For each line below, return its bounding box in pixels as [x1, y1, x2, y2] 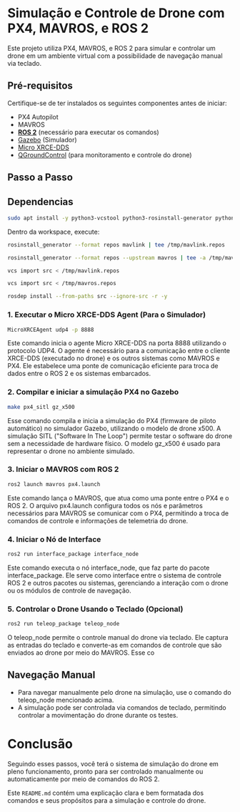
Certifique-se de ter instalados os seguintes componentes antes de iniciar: [7, 99, 227, 107]
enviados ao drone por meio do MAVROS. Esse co [7, 648, 155, 657]
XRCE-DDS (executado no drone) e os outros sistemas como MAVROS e [7, 354, 220, 362]
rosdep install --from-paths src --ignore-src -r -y [7, 293, 168, 300]
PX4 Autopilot [17, 112, 59, 121]
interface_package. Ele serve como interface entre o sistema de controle [7, 570, 221, 580]
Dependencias [7, 195, 74, 208]
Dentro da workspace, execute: [7, 227, 100, 236]
